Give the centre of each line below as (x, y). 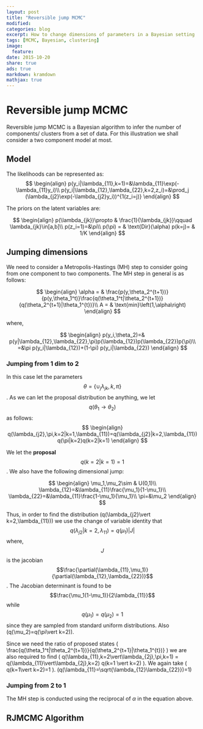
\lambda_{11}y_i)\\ (38, 190)
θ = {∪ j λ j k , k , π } (102, 387)
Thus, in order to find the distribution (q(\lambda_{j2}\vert (79, 514)
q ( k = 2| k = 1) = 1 (102, 462)
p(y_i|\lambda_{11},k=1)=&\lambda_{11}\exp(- (124, 183)
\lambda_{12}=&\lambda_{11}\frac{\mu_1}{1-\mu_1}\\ (102, 489)
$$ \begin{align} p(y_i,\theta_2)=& (102, 335)
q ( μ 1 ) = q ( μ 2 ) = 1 (102, 615)
